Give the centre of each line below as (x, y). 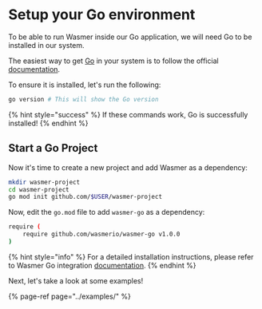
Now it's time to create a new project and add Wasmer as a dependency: (128, 167)
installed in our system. (47, 45)
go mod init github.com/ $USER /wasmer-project (85, 197)
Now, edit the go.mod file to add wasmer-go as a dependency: (107, 212)
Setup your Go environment (102, 15)
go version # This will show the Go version (83, 99)
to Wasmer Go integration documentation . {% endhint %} (102, 265)
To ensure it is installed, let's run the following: (85, 85)
